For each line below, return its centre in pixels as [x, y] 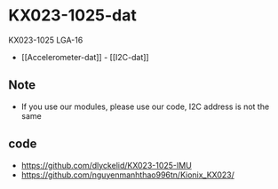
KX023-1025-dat [72, 16]
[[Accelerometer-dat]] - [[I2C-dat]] [85, 57]
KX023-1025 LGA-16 [46, 40]
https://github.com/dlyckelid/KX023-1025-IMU [106, 165]
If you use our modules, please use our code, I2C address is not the [145, 106]
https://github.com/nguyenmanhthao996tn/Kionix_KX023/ [127, 175]
